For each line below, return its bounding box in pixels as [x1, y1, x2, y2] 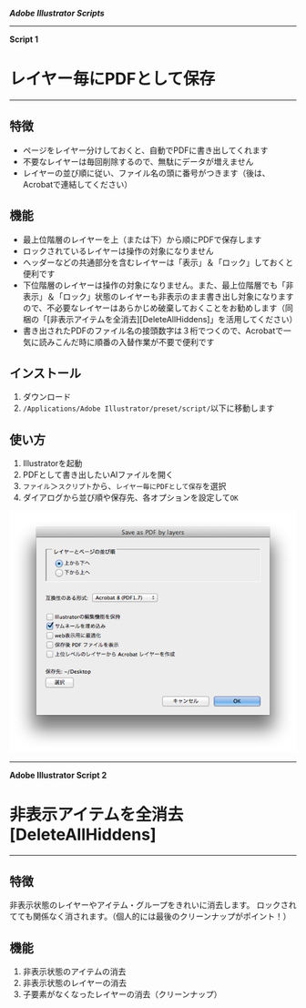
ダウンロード [22, 392, 71, 402]
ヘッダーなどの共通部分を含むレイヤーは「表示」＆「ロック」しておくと [22, 257, 294, 268]
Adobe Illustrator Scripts [9, 8, 105, 18]
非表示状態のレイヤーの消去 [22, 978, 127, 989]
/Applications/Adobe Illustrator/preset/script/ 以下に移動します [22, 402, 275, 413]
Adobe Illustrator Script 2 [9, 769, 107, 780]
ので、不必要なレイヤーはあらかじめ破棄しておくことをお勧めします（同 [22, 302, 293, 313]
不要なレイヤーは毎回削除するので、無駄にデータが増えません [22, 156, 254, 167]
